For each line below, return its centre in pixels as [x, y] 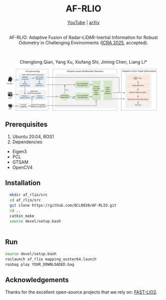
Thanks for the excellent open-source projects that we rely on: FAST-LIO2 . [81, 292]
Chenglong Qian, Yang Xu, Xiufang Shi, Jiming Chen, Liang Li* [83, 62]
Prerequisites [26, 125]
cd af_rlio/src [25, 200]
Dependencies [27, 142]
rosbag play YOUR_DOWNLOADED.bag [40, 265]
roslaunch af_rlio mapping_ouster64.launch [51, 259]
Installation [23, 183]
